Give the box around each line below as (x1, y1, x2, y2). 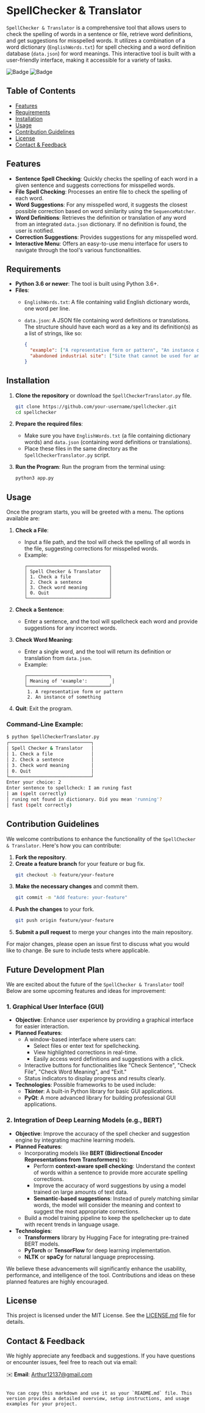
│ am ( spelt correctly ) (6, 791, 67, 797)
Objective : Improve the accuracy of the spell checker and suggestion (15, 1130, 190, 1137)
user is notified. (15, 227, 55, 234)
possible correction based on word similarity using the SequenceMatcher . (15, 207, 196, 214)
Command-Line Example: (6, 720, 84, 728)
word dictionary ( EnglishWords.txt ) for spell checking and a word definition (6, 43, 196, 51)
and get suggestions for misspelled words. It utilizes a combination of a (6, 37, 185, 44)
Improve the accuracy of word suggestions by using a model (33, 1182, 186, 1189)
